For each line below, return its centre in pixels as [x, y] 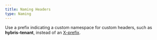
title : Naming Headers [28, 9]
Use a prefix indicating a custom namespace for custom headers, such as [79, 27]
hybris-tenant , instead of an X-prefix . [43, 32]
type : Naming [18, 14]
